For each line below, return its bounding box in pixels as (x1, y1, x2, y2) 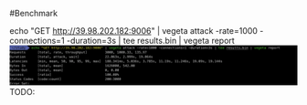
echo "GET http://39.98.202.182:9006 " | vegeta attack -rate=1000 (9, 26, 259, 36)
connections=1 (9, 36, 66, 46)
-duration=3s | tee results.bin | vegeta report (67, 36, 235, 46)
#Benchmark (9, 8, 58, 18)
